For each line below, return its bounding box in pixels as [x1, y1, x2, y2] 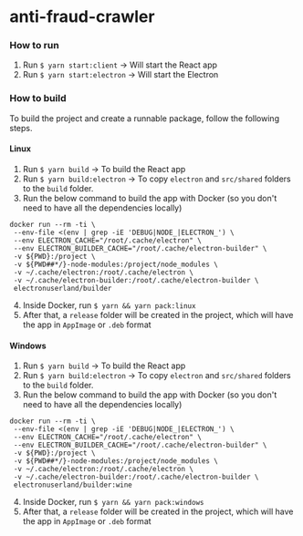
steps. [9, 122, 33, 133]
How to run [9, 39, 59, 52]
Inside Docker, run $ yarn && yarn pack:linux [22, 299, 196, 311]
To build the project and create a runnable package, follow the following [9, 112, 280, 124]
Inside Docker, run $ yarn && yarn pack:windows [22, 497, 204, 508]
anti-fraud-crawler [9, 6, 155, 27]
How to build [9, 92, 67, 105]
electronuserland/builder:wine [13, 480, 132, 490]
